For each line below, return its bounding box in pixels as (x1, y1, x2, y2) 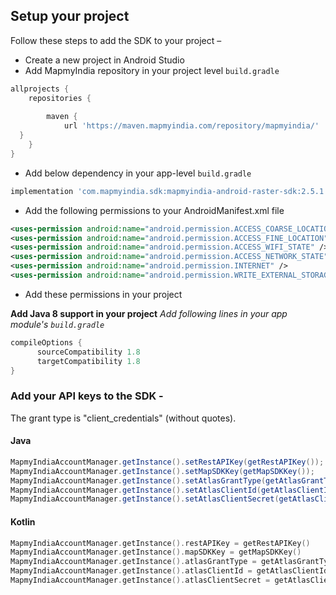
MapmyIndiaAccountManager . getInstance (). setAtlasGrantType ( (10, 475, 267, 486)
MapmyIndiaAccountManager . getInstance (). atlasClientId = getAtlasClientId (10, 566, 329, 576)
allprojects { (10, 84, 70, 94)
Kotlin (10, 515, 36, 528)
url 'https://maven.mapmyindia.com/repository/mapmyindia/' (63, 121, 320, 131)
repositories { (28, 93, 92, 103)
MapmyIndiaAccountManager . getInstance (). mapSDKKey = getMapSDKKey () (10, 547, 302, 558)
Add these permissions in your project (24, 288, 183, 300)
